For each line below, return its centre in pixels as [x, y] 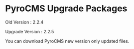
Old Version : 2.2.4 [24, 22]
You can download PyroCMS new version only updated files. [67, 41]
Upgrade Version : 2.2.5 [30, 31]
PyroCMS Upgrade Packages [66, 9]
